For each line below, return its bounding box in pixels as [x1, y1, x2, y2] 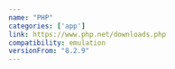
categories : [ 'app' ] [8, 22, 87, 30]
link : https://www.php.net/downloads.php [8, 30, 167, 39]
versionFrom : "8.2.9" [8, 47, 90, 56]
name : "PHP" [8, 13, 53, 22]
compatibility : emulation [8, 38, 106, 47]
